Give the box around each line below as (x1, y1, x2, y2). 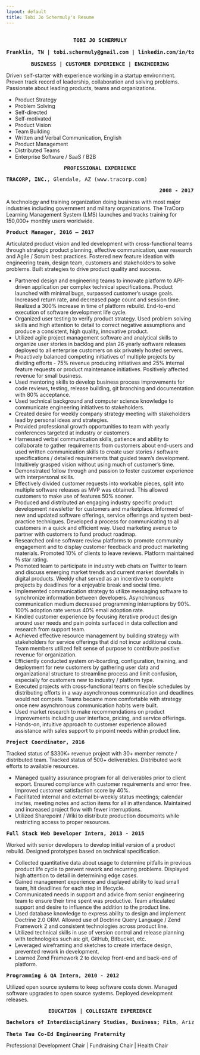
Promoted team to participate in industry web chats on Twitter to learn (14, 562, 187, 569)
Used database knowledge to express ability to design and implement (14, 909, 186, 917)
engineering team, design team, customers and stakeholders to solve (6, 259, 176, 266)
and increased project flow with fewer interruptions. (14, 806, 142, 813)
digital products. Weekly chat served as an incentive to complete (14, 575, 174, 582)
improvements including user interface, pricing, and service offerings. (14, 714, 186, 721)
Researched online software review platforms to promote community (14, 536, 183, 544)
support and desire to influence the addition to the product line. (14, 903, 171, 911)
